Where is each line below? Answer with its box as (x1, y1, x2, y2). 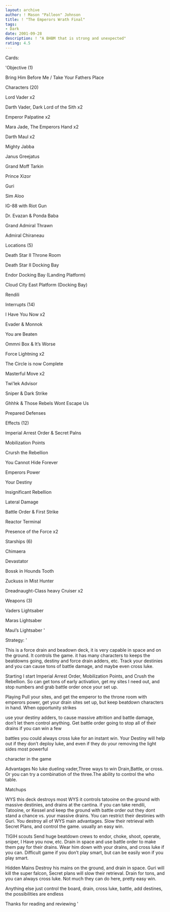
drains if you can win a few (5, 725, 62, 731)
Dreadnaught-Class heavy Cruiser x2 (5, 587, 83, 594)
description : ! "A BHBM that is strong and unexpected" (5, 36, 126, 41)
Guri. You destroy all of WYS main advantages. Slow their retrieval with (5, 818, 154, 824)
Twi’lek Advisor (5, 380, 38, 386)
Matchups (5, 786, 26, 792)
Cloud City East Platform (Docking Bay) (5, 281, 88, 288)
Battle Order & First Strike (5, 508, 59, 515)
